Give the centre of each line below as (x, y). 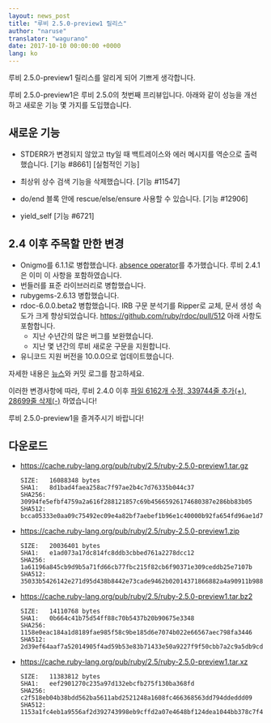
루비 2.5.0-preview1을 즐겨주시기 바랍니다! (76, 417)
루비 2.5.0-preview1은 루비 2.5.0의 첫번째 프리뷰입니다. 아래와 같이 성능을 (125, 95)
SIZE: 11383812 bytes (60, 677)
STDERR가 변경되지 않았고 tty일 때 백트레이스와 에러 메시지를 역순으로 (131, 154)
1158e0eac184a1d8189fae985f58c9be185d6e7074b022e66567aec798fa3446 (136, 633)
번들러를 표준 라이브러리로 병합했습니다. (83, 285)
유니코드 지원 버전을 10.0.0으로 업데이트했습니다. (97, 356)
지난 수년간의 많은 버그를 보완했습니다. (93, 336)
